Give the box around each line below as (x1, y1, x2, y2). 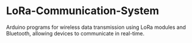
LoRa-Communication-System (6, 4, 160, 18)
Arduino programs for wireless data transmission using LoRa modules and (6, 24, 186, 31)
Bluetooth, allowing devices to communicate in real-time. (6, 29, 145, 37)
